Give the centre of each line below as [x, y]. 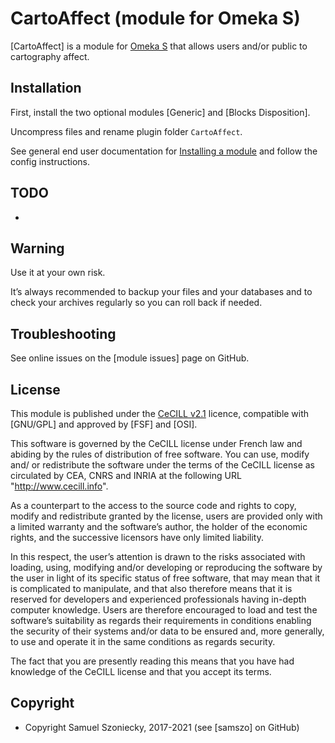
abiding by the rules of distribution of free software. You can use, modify [160, 454]
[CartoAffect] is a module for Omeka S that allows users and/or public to [159, 46]
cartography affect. [50, 56]
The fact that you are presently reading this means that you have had [152, 661]
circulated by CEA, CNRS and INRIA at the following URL [126, 475]
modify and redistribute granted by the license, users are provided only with [166, 516]
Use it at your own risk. [58, 273]
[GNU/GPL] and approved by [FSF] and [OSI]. [104, 424]
